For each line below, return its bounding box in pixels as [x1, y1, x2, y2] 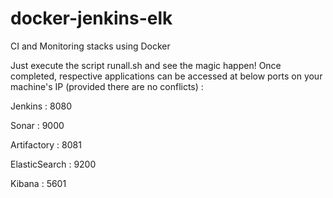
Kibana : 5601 [10, 177, 67, 189]
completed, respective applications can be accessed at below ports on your [10, 70, 323, 82]
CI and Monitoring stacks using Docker [10, 40, 171, 52]
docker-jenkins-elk [10, 7, 173, 30]
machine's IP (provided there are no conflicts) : [10, 80, 204, 92]
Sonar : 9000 [10, 119, 65, 131]
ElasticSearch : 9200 [10, 158, 97, 170]
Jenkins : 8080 [10, 100, 73, 112]
